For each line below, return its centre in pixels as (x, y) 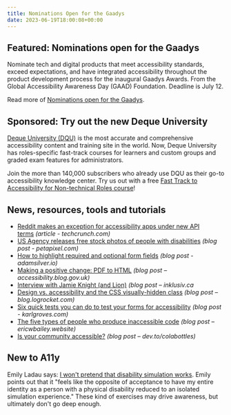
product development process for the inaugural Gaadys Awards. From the (112, 79)
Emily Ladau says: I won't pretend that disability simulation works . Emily (109, 374)
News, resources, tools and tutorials (87, 210)
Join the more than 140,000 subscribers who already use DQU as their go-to (116, 174)
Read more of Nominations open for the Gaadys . (76, 100)
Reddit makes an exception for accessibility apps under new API (108, 226)
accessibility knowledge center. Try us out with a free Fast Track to (102, 181)
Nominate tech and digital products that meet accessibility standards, (106, 64)
